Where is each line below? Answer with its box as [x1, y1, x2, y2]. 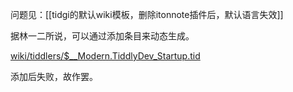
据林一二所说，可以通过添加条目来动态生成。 [10, 30, 195, 42]
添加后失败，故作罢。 [10, 71, 98, 82]
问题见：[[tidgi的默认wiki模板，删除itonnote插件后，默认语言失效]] [10, 9, 284, 20]
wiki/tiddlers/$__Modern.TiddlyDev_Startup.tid [10, 50, 201, 62]
